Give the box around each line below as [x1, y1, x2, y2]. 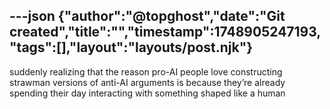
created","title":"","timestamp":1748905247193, [9, 24, 322, 41]
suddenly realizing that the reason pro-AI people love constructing [9, 65, 283, 78]
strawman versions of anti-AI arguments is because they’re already [9, 76, 286, 88]
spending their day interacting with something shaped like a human [9, 87, 286, 99]
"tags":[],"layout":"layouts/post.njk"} [9, 39, 254, 56]
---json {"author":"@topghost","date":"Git [9, 8, 286, 25]
